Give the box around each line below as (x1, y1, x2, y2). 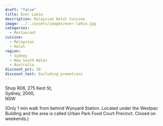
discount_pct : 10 (5, 67, 41, 72)
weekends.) (5, 116, 29, 122)
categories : (5, 26, 30, 31)
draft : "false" (5, 7, 37, 12)
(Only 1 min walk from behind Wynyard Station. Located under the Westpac (5, 105, 158, 111)
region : (5, 48, 21, 53)
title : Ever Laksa (5, 12, 43, 17)
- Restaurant (9, 30, 37, 35)
